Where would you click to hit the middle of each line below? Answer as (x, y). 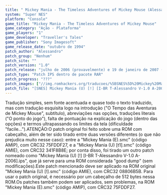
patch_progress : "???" (29, 79)
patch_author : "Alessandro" (34, 51)
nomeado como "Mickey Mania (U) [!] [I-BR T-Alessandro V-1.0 (70, 155)
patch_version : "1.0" (28, 65)
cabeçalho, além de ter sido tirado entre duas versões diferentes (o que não (83, 134)
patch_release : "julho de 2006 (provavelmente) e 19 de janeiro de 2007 (82, 70)
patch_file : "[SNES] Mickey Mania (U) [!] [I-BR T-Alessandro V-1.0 (78, 88)
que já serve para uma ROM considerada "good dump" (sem (91, 161)
